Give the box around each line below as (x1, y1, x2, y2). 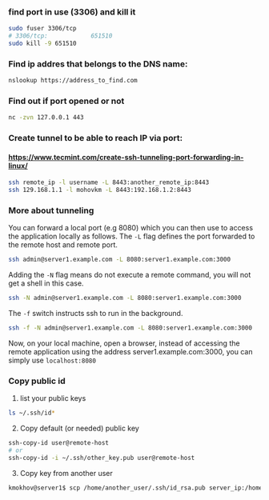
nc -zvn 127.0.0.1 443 (8, 114, 84, 122)
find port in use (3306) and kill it (8, 6, 136, 18)
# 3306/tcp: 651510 (8, 32, 113, 40)
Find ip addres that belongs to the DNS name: (8, 58, 188, 70)
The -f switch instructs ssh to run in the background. (8, 309, 183, 318)
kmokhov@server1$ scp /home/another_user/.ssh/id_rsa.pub (8, 483, 206, 492)
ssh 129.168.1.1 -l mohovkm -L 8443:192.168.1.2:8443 (8, 186, 192, 194)
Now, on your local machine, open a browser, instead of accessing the (8, 338, 240, 348)
